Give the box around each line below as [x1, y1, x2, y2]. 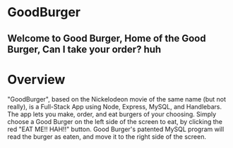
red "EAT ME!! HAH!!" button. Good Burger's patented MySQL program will [7, 125, 225, 133]
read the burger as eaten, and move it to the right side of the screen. [7, 132, 207, 141]
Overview [7, 71, 66, 87]
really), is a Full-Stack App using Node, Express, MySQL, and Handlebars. [7, 102, 222, 111]
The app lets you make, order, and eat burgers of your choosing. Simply [7, 110, 217, 118]
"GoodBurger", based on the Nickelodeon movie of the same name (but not [7, 94, 226, 103]
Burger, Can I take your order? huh [7, 43, 162, 55]
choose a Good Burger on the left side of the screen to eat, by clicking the [7, 117, 223, 125]
